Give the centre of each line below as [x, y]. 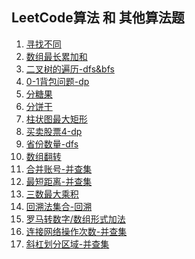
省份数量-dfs [52, 144]
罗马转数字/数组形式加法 [75, 219]
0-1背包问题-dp [57, 81]
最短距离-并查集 [59, 181]
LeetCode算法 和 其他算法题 [98, 18]
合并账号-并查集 [59, 169]
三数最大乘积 [52, 194]
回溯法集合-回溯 [59, 206]
